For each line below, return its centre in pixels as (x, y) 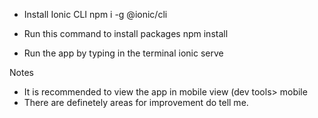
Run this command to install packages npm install (126, 33)
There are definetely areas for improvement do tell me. (136, 102)
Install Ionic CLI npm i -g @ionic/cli (95, 14)
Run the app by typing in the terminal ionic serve (123, 53)
